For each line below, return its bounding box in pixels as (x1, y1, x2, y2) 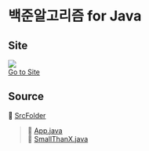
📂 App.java (27, 126, 63, 135)
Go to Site (8, 67, 41, 77)
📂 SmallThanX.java (27, 134, 89, 143)
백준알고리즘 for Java (8, 7, 142, 25)
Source (8, 90, 45, 103)
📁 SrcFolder (8, 110, 46, 120)
